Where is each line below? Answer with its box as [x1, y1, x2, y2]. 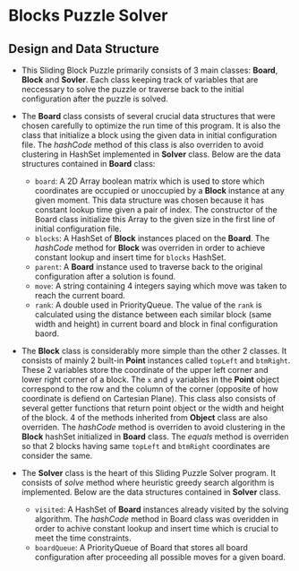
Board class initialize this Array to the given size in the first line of [34, 214, 276, 224]
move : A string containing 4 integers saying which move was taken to [34, 281, 287, 291]
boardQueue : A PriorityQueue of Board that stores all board [34, 542, 248, 552]
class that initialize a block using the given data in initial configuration [21, 130, 278, 140]
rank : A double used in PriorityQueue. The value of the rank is [34, 299, 262, 310]
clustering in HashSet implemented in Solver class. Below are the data [21, 149, 281, 160]
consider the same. [21, 450, 93, 461]
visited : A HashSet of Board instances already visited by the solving [34, 504, 289, 515]
